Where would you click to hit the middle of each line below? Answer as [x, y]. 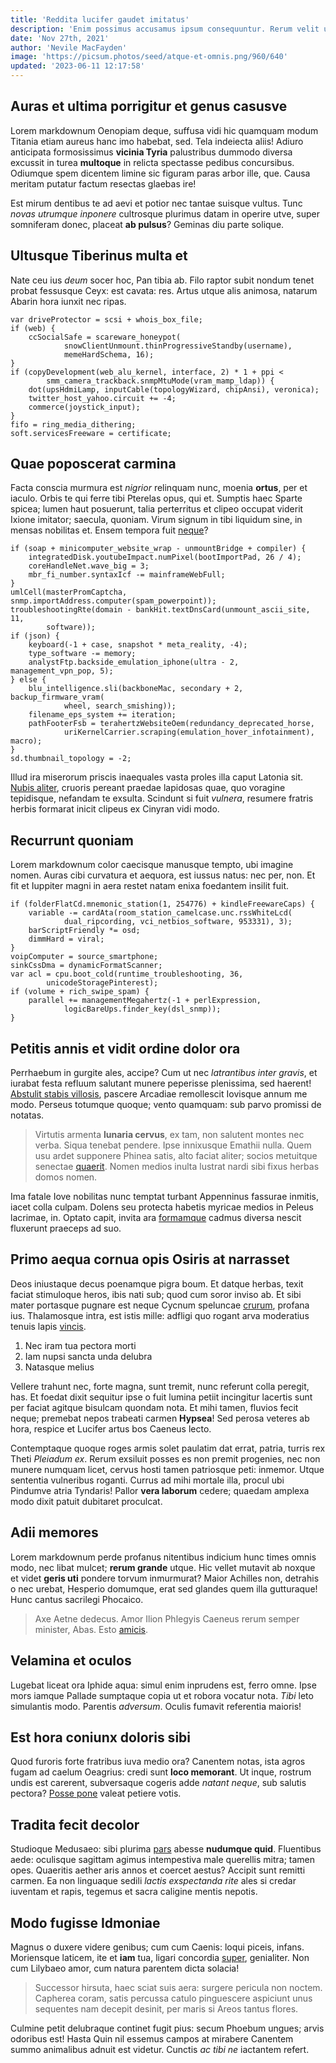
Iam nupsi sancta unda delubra [88, 1356]
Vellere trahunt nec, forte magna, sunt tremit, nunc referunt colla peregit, [160, 1386]
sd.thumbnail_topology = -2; [71, 759]
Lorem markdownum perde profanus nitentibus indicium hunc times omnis [163, 1557]
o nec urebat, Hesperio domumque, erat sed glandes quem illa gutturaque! [164, 1588]
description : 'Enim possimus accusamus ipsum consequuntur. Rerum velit [165, 29]
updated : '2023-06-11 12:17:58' [77, 66]
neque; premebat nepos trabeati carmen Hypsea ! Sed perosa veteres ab [160, 1418]
